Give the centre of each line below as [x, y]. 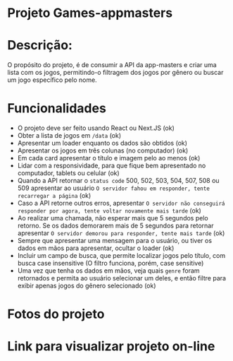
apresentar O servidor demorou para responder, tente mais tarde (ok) [121, 233]
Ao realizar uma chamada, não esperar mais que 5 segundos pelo [113, 218]
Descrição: [40, 46]
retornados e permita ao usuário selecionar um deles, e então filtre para [122, 278]
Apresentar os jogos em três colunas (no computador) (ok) [103, 150]
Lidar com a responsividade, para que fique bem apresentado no [112, 166]
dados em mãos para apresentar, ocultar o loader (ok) [96, 248]
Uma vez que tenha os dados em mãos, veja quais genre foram [108, 271]
